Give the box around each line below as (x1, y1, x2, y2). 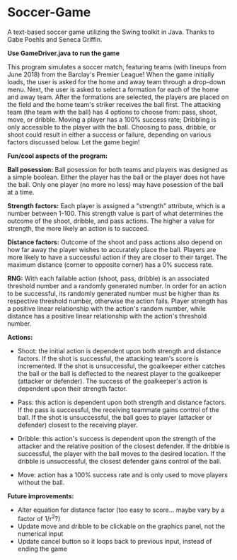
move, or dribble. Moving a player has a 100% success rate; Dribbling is (7, 115, 217, 124)
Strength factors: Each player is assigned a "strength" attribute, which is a (7, 201, 226, 210)
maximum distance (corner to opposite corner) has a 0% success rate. (7, 260, 214, 269)
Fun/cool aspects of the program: (7, 152, 108, 160)
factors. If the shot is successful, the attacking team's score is (17, 354, 200, 362)
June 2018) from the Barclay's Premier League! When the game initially (7, 70, 214, 79)
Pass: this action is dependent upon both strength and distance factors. (17, 398, 226, 406)
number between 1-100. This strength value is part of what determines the (7, 209, 224, 217)
